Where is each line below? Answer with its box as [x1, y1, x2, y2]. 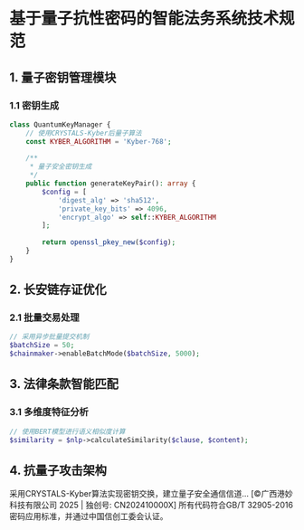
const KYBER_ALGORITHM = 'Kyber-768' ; [25, 137, 172, 146]
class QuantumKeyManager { [9, 119, 111, 129]
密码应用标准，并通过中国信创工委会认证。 [9, 511, 168, 522]
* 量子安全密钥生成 [29, 162, 92, 172]
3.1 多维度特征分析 [9, 406, 89, 419]
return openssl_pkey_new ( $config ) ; [42, 238, 176, 247]
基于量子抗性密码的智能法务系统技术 [9, 8, 280, 29]
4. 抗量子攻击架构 [9, 462, 107, 478]
